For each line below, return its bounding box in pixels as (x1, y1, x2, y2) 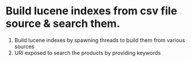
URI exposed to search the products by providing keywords (14, 49, 161, 56)
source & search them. (5, 17, 120, 30)
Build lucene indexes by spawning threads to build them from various (14, 36, 186, 44)
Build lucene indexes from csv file (5, 4, 177, 18)
